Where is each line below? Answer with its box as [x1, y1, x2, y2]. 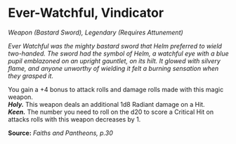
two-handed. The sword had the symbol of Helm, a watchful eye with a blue [8, 49, 229, 58]
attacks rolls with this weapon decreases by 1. [8, 114, 141, 124]
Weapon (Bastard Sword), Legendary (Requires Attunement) [8, 28, 183, 37]
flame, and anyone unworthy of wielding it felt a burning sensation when [8, 64, 219, 72]
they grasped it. [8, 72, 54, 80]
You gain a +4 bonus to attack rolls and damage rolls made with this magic [8, 85, 224, 93]
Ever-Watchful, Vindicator [8, 5, 164, 21]
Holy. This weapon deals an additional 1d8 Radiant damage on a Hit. [8, 100, 206, 108]
